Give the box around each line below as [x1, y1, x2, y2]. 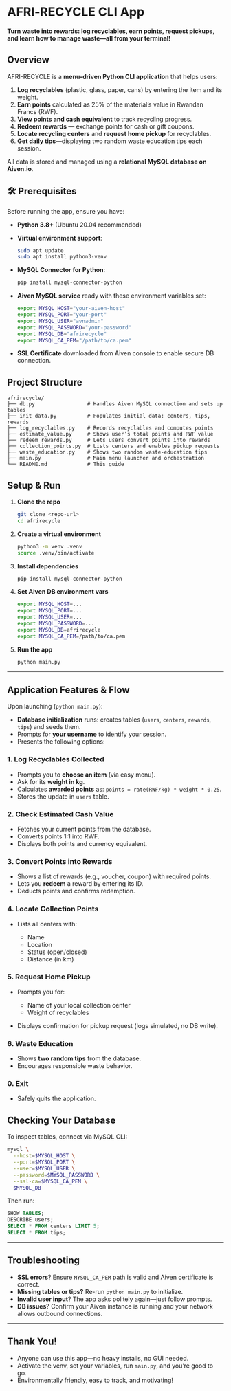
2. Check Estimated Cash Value [7, 809, 114, 819]
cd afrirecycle [16, 517, 61, 524]
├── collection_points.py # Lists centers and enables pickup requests [7, 443, 220, 450]
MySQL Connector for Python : [16, 266, 106, 274]
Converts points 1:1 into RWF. [16, 832, 100, 841]
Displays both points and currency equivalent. [16, 839, 148, 847]
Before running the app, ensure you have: [7, 207, 125, 215]
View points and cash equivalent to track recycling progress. [16, 115, 192, 123]
